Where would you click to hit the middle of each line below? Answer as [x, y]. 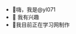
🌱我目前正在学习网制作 [41, 25]
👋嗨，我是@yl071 [34, 9]
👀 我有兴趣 [25, 17]
